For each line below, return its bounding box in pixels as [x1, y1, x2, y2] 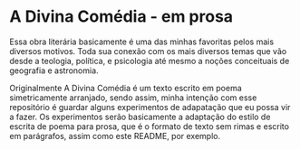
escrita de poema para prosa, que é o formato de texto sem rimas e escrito [9, 120, 290, 132]
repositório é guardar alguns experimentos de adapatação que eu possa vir [9, 101, 291, 112]
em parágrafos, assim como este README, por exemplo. [9, 130, 221, 141]
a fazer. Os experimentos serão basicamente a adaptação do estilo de [9, 111, 271, 122]
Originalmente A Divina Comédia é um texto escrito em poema [9, 82, 242, 93]
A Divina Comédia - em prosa [9, 6, 234, 27]
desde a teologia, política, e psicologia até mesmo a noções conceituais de [9, 55, 290, 66]
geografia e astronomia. [9, 65, 99, 76]
